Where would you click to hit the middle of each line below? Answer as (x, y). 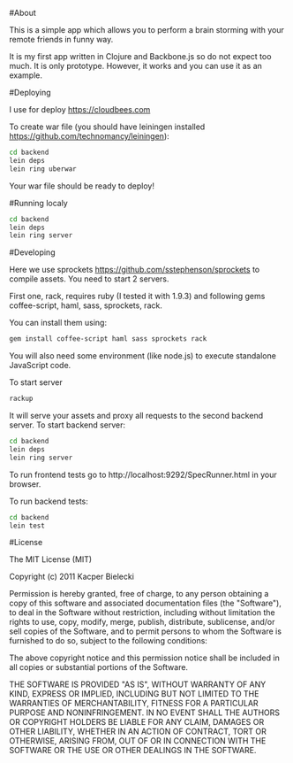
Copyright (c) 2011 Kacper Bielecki (72, 577)
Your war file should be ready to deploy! (82, 186)
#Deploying (30, 92)
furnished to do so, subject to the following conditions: (108, 641)
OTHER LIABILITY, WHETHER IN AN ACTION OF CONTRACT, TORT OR (138, 732)
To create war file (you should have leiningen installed (107, 127)
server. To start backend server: (68, 425)
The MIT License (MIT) (51, 559)
